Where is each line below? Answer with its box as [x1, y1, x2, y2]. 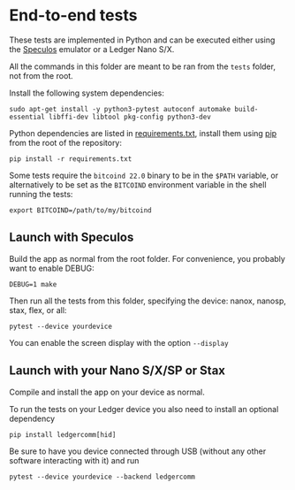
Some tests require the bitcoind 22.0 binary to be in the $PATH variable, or [9, 170, 279, 180]
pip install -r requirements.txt [9, 154, 132, 164]
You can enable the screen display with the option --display [9, 337, 229, 348]
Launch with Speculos [9, 230, 134, 245]
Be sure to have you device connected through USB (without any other [9, 446, 267, 456]
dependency [9, 413, 56, 424]
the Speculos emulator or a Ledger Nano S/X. [9, 43, 175, 54]
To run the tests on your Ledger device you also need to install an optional [9, 403, 279, 414]
